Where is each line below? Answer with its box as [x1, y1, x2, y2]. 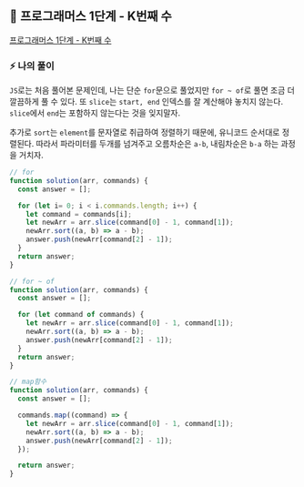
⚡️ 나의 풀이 [9, 59, 55, 72]
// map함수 [9, 377, 47, 387]
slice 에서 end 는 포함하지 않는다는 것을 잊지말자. [9, 107, 180, 118]
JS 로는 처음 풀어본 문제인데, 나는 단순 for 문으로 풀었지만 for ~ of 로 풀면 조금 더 [9, 85, 296, 96]
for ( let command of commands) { [17, 310, 145, 320]
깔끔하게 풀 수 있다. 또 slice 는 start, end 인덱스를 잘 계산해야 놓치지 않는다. [9, 96, 284, 107]
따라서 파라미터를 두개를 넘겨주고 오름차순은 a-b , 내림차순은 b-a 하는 [35, 138, 279, 149]
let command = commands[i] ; [25, 209, 132, 218]
